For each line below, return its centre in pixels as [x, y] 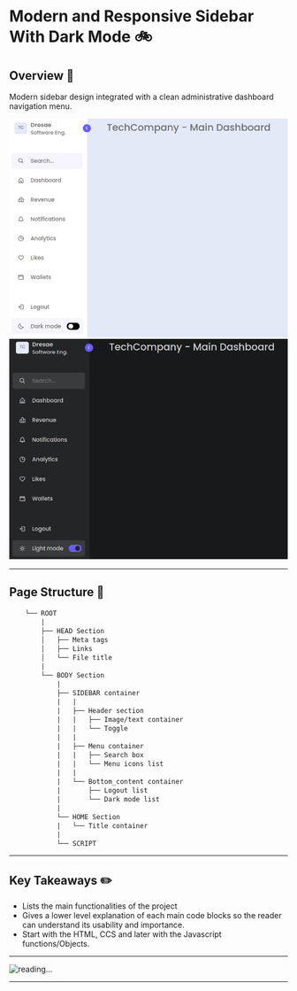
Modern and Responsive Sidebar [132, 16]
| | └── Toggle [92, 729]
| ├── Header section [100, 711]
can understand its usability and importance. [103, 925]
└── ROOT [41, 614]
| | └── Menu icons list [110, 764]
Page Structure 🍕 [57, 592]
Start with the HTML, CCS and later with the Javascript [122, 934]
